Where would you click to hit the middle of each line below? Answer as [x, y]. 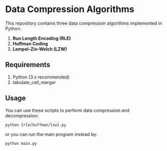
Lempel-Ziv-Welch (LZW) [40, 49]
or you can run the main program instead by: [51, 134]
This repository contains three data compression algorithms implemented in [84, 23]
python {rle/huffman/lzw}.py [36, 125]
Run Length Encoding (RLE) [42, 38]
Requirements [28, 65]
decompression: [22, 116]
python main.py [21, 143]
